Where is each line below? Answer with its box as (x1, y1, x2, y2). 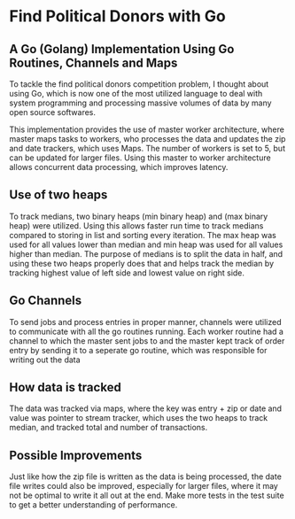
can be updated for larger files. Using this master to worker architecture (9, 152, 272, 163)
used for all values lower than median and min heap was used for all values (9, 239, 283, 250)
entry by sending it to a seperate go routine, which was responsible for (9, 345, 268, 355)
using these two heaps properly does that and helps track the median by (9, 258, 275, 268)
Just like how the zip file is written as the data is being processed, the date (9, 471, 282, 482)
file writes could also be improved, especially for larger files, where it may (9, 481, 279, 492)
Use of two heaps (9, 188, 108, 203)
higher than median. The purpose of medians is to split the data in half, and (9, 248, 283, 259)
